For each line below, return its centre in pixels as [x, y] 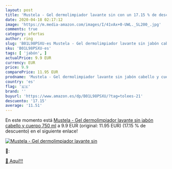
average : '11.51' [24, 106]
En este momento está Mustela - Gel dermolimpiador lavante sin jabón [79, 120]
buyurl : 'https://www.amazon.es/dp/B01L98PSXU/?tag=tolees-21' [74, 96]
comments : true [21, 29]
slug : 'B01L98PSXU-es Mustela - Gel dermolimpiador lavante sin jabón [82, 44]
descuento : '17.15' [26, 101]
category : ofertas [25, 34]
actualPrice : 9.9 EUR [28, 58]
